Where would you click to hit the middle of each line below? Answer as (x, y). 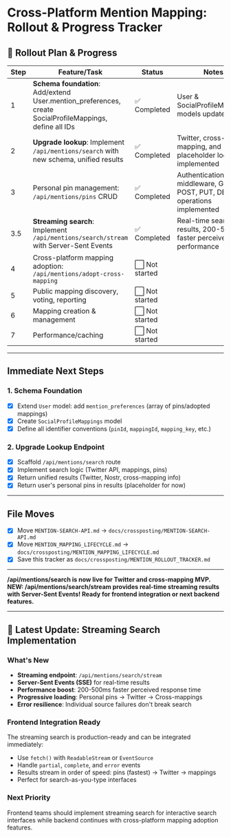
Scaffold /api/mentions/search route (69, 462)
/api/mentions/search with (76, 151)
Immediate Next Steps (56, 371)
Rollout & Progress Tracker (85, 27)
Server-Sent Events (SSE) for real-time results (83, 683)
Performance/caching (68, 335)
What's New (28, 660)
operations (194, 201)
